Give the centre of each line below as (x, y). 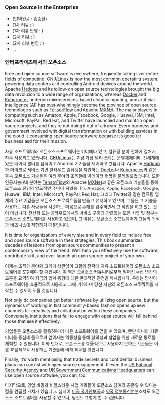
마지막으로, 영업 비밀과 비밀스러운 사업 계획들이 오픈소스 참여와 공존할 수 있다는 (81, 385)
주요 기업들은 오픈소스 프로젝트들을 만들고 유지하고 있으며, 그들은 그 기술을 (85, 200)
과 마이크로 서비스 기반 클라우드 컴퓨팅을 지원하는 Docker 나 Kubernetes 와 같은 (81, 170)
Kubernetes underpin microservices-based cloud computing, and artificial (80, 99)
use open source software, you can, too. (46, 375)
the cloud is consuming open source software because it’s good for (73, 136)
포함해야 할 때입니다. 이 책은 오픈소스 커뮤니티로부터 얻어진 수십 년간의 (89, 272)
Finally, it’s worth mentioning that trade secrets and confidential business (79, 359)
